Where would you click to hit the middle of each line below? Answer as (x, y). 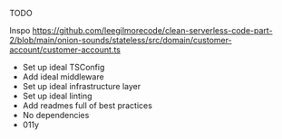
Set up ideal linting (57, 96)
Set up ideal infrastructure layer (82, 86)
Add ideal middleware (63, 77)
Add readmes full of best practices (87, 106)
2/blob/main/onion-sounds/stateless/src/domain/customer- (121, 40)
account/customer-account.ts (65, 50)
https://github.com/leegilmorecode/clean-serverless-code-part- (153, 30)
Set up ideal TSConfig (63, 67)
